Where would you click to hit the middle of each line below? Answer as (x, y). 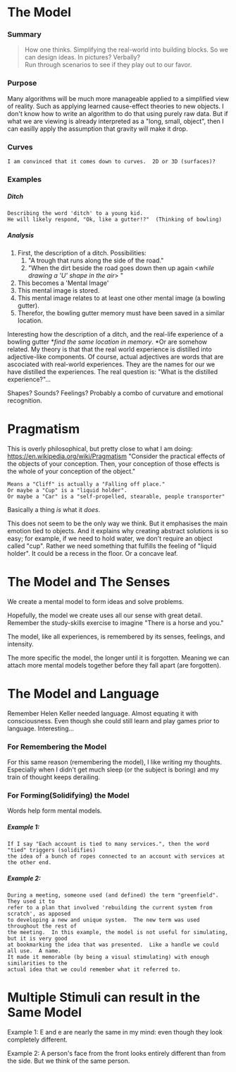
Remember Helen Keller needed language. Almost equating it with (103, 713)
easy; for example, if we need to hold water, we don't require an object (110, 538)
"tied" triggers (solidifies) (52, 850)
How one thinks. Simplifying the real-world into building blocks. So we (126, 49)
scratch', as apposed (39, 914)
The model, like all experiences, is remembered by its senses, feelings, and (116, 636)
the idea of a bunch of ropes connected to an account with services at (116, 856)
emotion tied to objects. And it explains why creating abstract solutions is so (118, 530)
